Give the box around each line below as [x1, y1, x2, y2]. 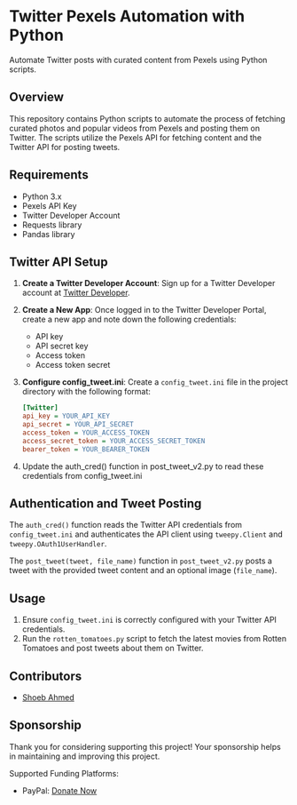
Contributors [9, 668, 82, 683]
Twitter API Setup [9, 254, 108, 269]
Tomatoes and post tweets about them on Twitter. [21, 642, 204, 654]
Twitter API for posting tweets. [9, 141, 121, 152]
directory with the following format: [21, 387, 151, 397]
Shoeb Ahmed [21, 692, 75, 703]
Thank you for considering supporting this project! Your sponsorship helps [9, 741, 281, 752]
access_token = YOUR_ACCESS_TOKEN [21, 428, 150, 437]
